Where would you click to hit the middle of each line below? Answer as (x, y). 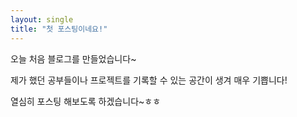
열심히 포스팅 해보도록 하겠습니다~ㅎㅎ (86, 101)
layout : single (42, 19)
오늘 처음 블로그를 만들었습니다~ (73, 58)
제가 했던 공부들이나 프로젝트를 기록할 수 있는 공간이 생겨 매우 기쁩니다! (149, 80)
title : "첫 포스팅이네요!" (59, 29)
